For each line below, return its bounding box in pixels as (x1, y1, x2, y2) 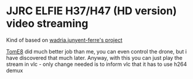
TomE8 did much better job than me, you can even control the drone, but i (6, 48, 187, 55)
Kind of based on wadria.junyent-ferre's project (6, 36, 123, 43)
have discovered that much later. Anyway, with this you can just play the (6, 54, 183, 61)
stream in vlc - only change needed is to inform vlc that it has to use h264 (6, 61, 187, 68)
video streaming (6, 17, 88, 30)
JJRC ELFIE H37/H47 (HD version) (6, 4, 177, 18)
